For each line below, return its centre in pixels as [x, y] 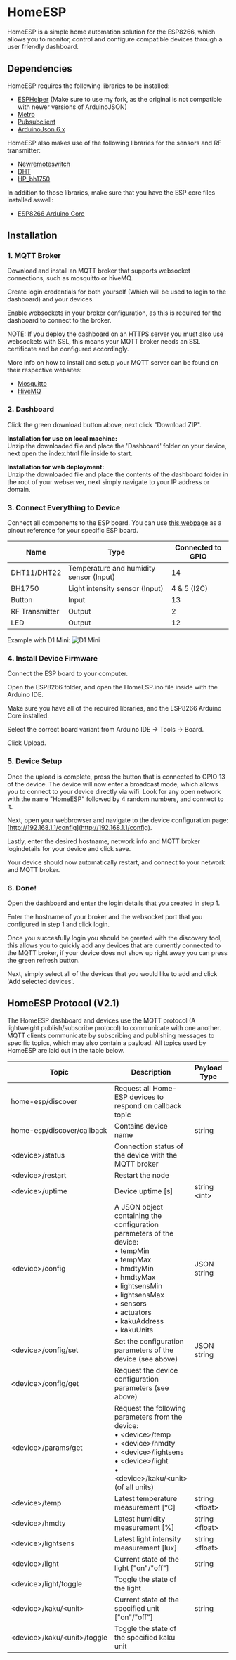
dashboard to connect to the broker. [59, 320]
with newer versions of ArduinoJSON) [72, 107]
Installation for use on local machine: [63, 438]
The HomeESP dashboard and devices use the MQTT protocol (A [101, 1020]
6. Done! [22, 888]
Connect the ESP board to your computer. [68, 674]
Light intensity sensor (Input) [116, 589]
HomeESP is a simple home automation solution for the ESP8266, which [111, 32]
